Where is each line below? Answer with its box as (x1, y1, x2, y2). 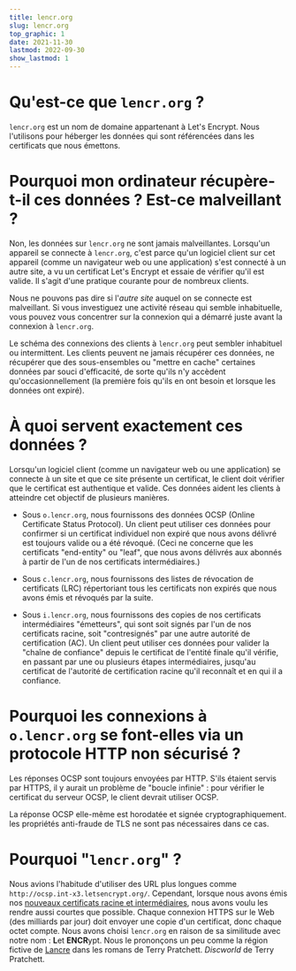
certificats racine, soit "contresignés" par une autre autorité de (21, 628, 251, 638)
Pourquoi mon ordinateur (9, 172, 197, 191)
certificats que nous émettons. (9, 140, 121, 150)
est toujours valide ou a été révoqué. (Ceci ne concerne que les (21, 537, 254, 548)
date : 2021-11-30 (9, 37, 73, 47)
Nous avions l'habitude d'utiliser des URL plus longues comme (9, 878, 237, 889)
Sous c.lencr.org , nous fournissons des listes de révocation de (21, 573, 254, 584)
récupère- (200, 172, 276, 191)
